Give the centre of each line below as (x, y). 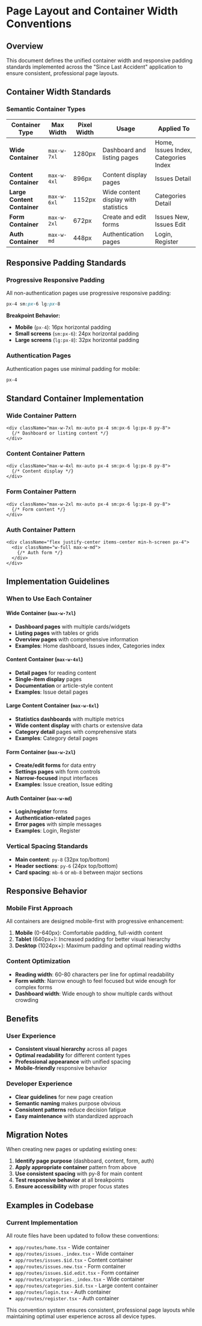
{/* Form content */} (39, 509)
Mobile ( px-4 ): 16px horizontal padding (63, 327)
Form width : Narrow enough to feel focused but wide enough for (95, 980)
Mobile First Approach (40, 908)
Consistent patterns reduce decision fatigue (70, 1110)
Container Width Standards (59, 92)
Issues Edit (170, 224)
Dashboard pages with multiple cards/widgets (72, 626)
